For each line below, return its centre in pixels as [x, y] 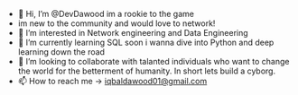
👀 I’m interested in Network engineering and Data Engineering [133, 33]
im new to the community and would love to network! [116, 23]
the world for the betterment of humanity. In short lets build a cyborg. [147, 71]
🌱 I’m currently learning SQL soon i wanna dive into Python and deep [146, 42]
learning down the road [61, 52]
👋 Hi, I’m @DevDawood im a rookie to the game [106, 14]
